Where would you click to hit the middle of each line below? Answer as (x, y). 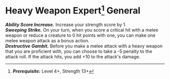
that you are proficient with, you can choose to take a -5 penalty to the (79, 51)
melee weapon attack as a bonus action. (47, 41)
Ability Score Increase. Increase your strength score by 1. (66, 25)
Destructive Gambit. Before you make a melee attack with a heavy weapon (84, 46)
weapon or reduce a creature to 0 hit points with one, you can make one (80, 35)
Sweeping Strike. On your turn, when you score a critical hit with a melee (82, 30)
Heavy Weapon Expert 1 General (73, 10)
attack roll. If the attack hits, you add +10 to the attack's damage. (73, 57)
